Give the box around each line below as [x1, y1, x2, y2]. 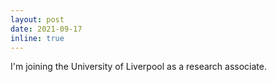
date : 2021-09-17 [10, 24, 83, 34]
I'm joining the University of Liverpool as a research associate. [10, 61, 267, 73]
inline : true [10, 33, 65, 43]
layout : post [10, 14, 65, 25]
